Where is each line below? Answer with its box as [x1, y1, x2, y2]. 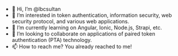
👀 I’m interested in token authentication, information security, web [11, 12, 173, 19]
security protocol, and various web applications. [11, 18, 130, 24]
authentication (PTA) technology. [11, 37, 92, 43]
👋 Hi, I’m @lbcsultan [11, 6, 61, 12]
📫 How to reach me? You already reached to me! [11, 43, 132, 50]
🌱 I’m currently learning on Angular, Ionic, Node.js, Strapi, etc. [11, 24, 163, 31]
